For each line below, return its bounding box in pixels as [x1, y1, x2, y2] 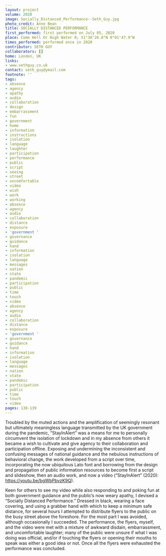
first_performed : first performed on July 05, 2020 [5, 30, 115, 35]
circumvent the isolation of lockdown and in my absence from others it [5, 435, 150, 441]
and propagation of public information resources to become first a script [5, 467, 154, 473]
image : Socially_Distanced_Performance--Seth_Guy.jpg [5, 16, 120, 21]
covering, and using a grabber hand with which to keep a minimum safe [5, 503, 152, 509]
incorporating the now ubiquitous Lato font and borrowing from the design [5, 461, 158, 467]
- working [5, 197, 26, 202]
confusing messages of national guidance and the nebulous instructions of [5, 451, 159, 457]
